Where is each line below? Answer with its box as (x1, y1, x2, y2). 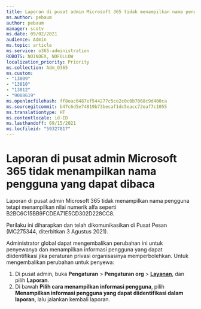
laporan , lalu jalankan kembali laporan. (14, 295, 111, 303)
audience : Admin (6, 37, 47, 43)
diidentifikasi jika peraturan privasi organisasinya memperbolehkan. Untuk (6, 252, 189, 259)
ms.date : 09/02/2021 (6, 31, 58, 37)
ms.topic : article (6, 43, 52, 49)
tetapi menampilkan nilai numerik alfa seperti (6, 203, 117, 211)
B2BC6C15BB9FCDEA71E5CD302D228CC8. (6, 209, 115, 217)
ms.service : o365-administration (6, 48, 90, 54)
